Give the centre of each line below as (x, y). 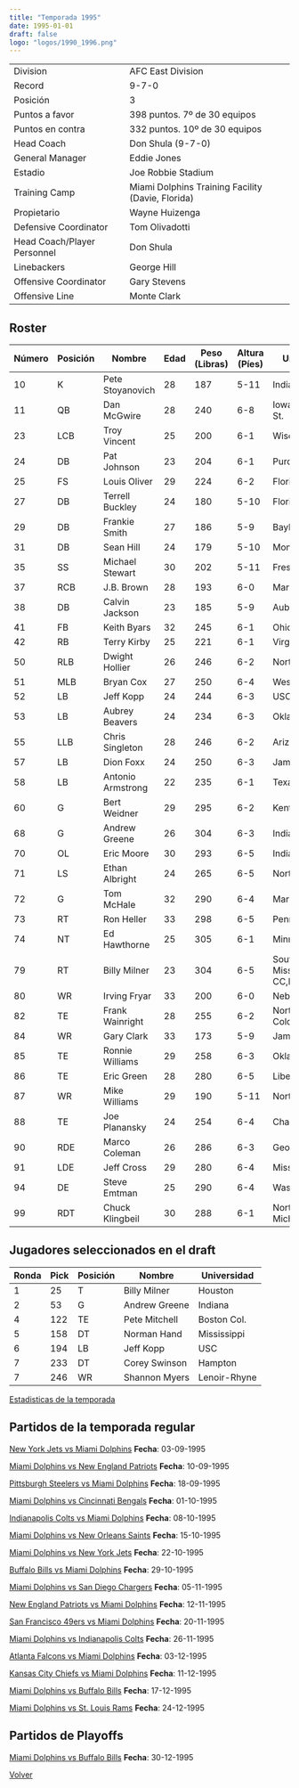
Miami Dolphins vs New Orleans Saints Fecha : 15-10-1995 (115, 1535)
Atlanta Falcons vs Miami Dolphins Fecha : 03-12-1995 (108, 1656)
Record (29, 86)
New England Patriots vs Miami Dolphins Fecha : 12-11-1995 (117, 1604)
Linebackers (39, 267)
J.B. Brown (126, 587)
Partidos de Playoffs (66, 1736)
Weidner (121, 813)
